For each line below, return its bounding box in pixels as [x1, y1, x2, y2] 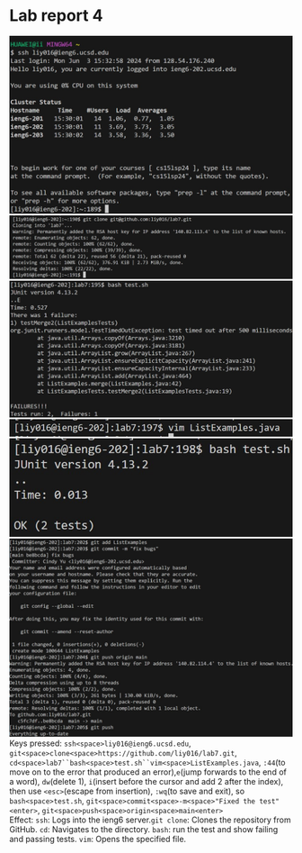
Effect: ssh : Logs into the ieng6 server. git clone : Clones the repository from [9, 814, 291, 825]
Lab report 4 [9, 5, 103, 26]
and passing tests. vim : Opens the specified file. [9, 834, 187, 845]
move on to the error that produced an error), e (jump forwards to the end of [9, 767, 288, 777]
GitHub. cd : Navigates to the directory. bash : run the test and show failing [9, 824, 279, 835]
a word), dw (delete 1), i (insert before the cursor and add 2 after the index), [9, 776, 284, 787]
